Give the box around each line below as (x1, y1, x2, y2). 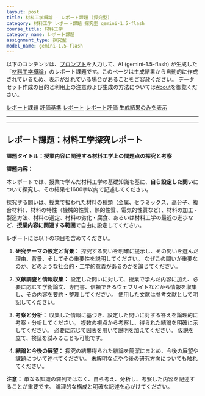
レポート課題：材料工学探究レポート (6, 135, 143, 145)
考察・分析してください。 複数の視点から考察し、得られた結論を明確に (15, 319, 193, 326)
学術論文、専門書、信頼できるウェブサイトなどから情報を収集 (41, 283, 197, 290)
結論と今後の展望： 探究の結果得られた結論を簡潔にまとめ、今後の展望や (15, 347, 199, 354)
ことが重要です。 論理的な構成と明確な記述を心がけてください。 (11, 383, 173, 390)
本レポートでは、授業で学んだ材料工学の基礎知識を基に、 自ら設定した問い (6, 178, 193, 185)
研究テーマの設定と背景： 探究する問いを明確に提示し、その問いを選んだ (15, 247, 199, 255)
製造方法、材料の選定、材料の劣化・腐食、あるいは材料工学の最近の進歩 (6, 214, 188, 221)
